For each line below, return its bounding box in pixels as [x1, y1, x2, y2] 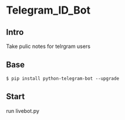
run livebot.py [6, 107, 40, 114]
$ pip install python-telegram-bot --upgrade [6, 75, 119, 82]
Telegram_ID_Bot [6, 4, 91, 17]
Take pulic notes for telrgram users [6, 43, 91, 50]
